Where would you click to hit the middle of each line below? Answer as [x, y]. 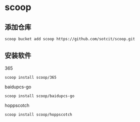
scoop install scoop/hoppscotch [38, 114]
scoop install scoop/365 [31, 77]
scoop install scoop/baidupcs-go [40, 96]
